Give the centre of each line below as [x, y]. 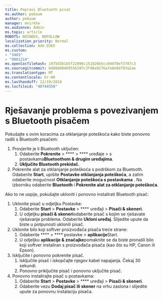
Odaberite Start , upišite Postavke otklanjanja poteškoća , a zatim [78, 175]
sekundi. [28, 266]
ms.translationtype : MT [29, 73]
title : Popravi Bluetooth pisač [38, 9]
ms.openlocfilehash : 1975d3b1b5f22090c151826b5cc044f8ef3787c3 [71, 64]
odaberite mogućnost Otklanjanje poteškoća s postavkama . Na [77, 180]
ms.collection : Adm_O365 [30, 46]
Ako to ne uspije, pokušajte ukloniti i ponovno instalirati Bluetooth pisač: [77, 194]
